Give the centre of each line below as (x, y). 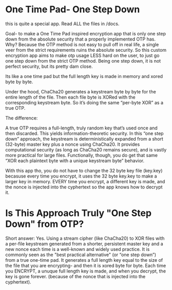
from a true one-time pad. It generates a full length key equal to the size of (84, 260)
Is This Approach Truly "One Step (79, 213)
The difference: (22, 118)
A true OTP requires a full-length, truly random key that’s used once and (81, 128)
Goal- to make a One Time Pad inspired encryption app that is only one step (85, 33)
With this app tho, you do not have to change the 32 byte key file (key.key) (84, 170)
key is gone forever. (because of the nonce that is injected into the (75, 276)
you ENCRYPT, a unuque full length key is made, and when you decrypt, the (85, 271)
